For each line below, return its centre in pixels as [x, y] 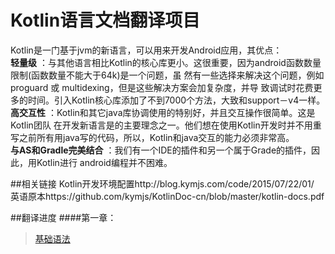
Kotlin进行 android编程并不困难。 [104, 162]
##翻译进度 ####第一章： [63, 217]
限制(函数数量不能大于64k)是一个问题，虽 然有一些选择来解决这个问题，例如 [167, 75]
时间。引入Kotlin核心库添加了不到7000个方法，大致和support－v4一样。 [176, 100]
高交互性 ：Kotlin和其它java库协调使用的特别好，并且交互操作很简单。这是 [163, 112]
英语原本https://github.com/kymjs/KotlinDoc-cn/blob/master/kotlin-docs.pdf [167, 196]
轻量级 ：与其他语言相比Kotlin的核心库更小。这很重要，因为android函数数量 [166, 62]
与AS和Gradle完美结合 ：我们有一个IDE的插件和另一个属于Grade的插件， [161, 150]
